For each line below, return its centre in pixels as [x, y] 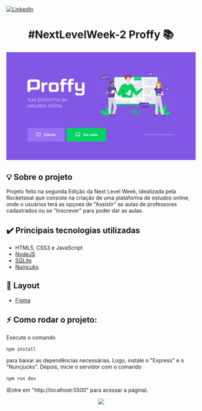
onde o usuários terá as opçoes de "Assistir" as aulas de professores [92, 204]
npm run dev [21, 379]
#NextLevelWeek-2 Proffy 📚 [101, 35]
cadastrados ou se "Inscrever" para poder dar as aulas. [75, 211]
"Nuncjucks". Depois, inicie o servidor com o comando [74, 367]
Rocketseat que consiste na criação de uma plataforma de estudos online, [98, 198]
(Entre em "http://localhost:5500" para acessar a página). [78, 390]
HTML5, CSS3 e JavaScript [49, 248]
